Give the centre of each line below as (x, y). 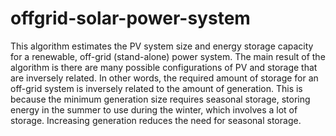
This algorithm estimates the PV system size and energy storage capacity (162, 46)
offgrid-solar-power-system (130, 18)
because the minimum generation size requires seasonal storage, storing (160, 99)
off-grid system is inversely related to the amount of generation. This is (156, 88)
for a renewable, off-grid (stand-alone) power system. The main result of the (168, 56)
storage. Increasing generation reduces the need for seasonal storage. (156, 120)
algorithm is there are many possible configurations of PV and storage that (164, 67)
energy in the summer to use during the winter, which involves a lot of (154, 109)
